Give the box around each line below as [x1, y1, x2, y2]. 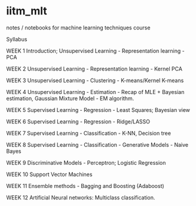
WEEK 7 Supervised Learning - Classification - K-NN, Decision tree [6, 129, 171, 137]
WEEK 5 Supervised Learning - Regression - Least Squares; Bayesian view [6, 106, 190, 113]
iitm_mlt [6, 4, 48, 18]
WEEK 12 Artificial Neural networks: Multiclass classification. [6, 193, 155, 201]
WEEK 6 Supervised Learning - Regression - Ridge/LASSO [6, 118, 151, 125]
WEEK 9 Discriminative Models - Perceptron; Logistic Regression [6, 159, 166, 166]
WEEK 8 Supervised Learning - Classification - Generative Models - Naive [6, 141, 189, 148]
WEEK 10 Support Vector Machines [6, 171, 93, 178]
